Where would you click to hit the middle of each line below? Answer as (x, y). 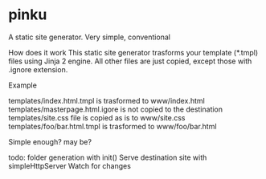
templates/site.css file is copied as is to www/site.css (97, 117)
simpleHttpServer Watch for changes (70, 165)
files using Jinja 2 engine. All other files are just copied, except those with (130, 61)
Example (23, 85)
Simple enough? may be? (50, 141)
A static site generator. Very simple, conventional (90, 37)
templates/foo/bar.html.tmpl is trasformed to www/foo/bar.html (113, 126)
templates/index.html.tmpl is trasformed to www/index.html (106, 100)
